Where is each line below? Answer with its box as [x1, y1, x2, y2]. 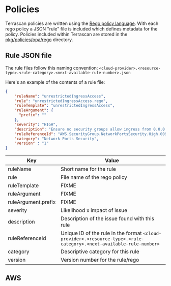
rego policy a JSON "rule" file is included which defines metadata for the [5, 25, 158, 31]
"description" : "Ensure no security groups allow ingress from [14, 126, 152, 132]
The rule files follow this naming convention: [5, 65, 98, 71]
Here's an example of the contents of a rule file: [5, 79, 105, 85]
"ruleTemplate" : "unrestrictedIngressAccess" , [14, 103, 115, 108]
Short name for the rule [60, 166, 116, 173]
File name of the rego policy [60, 174, 127, 181]
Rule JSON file [5, 51, 52, 60]
